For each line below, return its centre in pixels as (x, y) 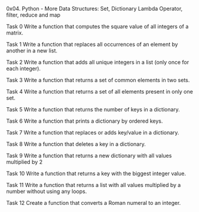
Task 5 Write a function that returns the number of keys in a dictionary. (93, 109)
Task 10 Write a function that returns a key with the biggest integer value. (96, 173)
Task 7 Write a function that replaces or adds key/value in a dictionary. (93, 132)
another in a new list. (32, 51)
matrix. (15, 33)
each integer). (23, 68)
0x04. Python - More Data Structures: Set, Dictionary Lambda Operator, (94, 9)
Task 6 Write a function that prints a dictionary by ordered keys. (85, 121)
